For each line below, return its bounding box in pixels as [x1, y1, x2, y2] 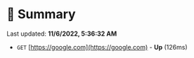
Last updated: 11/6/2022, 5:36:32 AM [6, 29, 117, 38]
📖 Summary [6, 6, 76, 22]
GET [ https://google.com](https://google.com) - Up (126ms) [16, 43, 188, 51]
